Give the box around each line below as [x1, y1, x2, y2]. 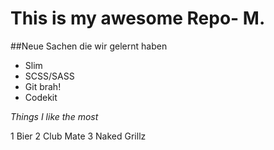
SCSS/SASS [24, 70, 75, 82]
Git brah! [24, 80, 62, 92]
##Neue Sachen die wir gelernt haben [10, 40, 168, 52]
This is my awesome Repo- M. [10, 7, 266, 30]
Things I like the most [10, 110, 99, 122]
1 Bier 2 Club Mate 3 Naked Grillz [10, 130, 147, 142]
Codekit [24, 91, 58, 103]
